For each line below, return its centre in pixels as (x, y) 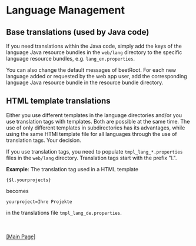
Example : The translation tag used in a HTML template (72, 169)
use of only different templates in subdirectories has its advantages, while (96, 128)
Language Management (66, 10)
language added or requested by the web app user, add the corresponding (97, 76)
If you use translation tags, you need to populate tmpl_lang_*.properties (94, 151)
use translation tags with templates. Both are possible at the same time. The (98, 121)
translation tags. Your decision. (44, 140)
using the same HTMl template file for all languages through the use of (92, 134)
